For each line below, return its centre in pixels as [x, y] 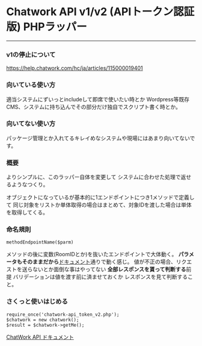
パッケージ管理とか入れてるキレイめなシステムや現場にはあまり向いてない [98, 138]
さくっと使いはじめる [37, 301]
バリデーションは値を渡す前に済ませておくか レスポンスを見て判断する [100, 277]
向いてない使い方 [31, 124]
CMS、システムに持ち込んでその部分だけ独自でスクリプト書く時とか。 [94, 107]
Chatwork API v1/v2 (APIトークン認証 [100, 12]
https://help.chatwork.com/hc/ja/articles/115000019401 [75, 68]
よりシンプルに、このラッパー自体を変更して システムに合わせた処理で [93, 177]
